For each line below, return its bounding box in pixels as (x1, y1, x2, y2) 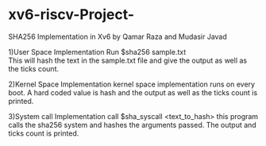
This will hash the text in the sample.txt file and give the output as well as (8, 56, 248, 65)
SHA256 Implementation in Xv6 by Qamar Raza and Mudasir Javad (8, 32, 228, 41)
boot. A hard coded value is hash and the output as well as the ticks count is (8, 87, 258, 97)
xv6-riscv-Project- (8, 6, 135, 24)
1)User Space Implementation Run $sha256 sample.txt (8, 47, 187, 56)
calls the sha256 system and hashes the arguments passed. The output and (8, 120, 256, 129)
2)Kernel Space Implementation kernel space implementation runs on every (8, 79, 256, 89)
